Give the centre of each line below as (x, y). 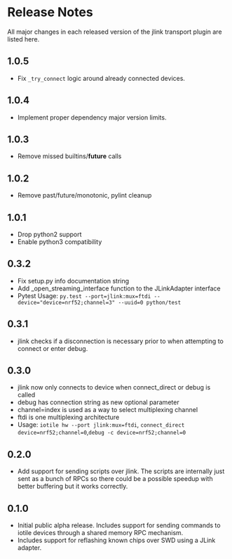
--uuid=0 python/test (150, 302)
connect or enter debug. (53, 348)
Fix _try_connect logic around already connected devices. (101, 78)
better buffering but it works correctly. (73, 487)
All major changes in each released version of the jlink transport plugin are (115, 32)
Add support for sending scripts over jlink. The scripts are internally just (121, 471)
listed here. (23, 39)
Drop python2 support (49, 234)
